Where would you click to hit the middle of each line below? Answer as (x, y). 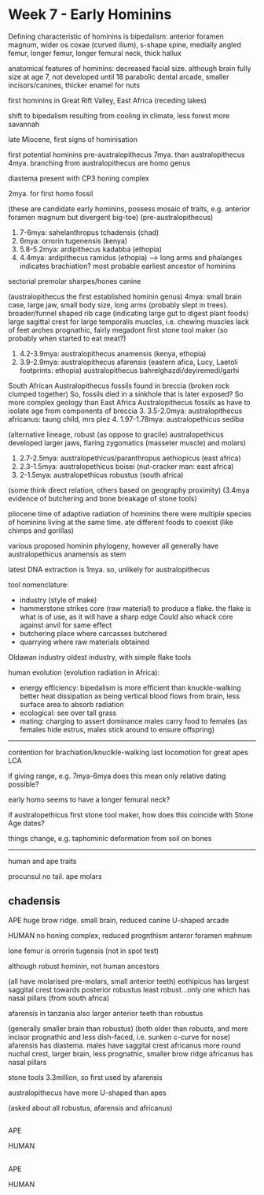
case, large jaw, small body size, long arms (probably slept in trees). (118, 304)
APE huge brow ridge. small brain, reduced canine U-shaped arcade (119, 920)
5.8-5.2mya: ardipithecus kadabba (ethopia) (91, 249)
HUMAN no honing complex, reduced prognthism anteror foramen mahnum (130, 935)
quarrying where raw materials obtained (84, 642)
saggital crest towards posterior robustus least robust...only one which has (129, 989)
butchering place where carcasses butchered (93, 633)
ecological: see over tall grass (68, 713)
